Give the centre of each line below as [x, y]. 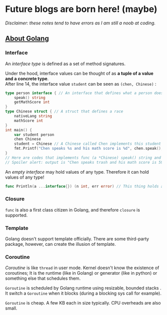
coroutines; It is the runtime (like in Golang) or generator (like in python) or [81, 273]
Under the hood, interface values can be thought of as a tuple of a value [79, 73]
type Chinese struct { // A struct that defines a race [64, 111]
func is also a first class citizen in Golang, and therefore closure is [73, 210]
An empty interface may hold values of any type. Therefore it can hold [77, 172]
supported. [16, 215]
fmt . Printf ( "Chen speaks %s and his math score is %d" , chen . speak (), [89, 149]
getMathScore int [32, 102]
